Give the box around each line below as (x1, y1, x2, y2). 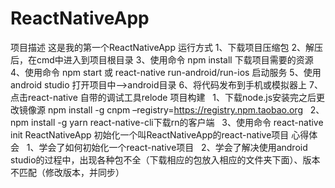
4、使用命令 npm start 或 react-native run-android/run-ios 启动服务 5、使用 (10, 66, 322, 78)
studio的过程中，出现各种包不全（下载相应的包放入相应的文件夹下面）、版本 (10, 153, 321, 166)
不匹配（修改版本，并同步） (10, 166, 125, 178)
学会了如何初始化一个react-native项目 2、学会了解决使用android (38, 141, 308, 153)
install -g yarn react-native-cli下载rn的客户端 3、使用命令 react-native (31, 116, 324, 128)
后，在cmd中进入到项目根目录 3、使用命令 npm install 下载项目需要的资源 (10, 53, 314, 66)
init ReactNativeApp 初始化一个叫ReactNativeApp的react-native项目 (10, 128, 290, 141)
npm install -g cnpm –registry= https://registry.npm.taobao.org (47, 103, 303, 116)
